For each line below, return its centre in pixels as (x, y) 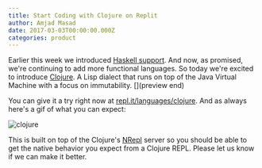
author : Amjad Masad (42, 23)
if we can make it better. (48, 157)
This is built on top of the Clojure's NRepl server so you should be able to (128, 140)
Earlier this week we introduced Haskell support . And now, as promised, (126, 60)
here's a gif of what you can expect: (67, 109)
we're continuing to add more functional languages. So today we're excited (131, 69)
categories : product (42, 38)
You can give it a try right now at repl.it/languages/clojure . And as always (128, 101)
